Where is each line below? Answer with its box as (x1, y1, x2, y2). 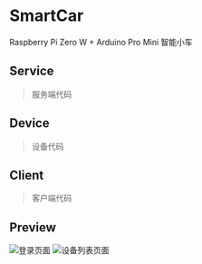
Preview (9, 220, 57, 235)
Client (9, 167, 44, 182)
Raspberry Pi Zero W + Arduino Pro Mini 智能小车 (9, 36, 193, 47)
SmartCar (9, 5, 84, 26)
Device (9, 115, 50, 132)
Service (9, 64, 54, 79)
